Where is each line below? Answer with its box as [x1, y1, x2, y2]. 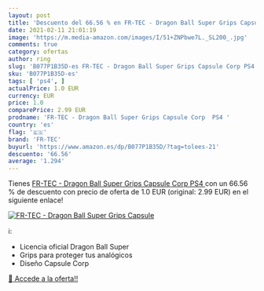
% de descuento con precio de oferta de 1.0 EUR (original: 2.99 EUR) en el [8, 187, 249, 197]
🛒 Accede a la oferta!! [8, 274, 79, 283]
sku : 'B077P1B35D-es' [8, 70, 79, 78]
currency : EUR [8, 92, 55, 100]
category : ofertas [8, 48, 68, 56]
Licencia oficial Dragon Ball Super [19, 242, 130, 252]
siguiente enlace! [8, 195, 64, 205]
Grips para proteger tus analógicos [19, 250, 133, 260]
